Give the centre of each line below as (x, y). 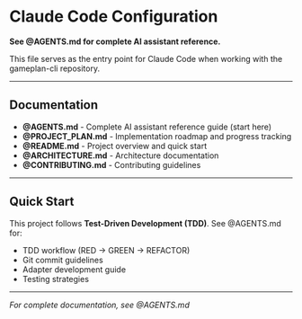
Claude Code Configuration (114, 17)
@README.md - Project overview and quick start (115, 146)
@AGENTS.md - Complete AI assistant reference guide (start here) (147, 127)
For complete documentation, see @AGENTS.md (100, 305)
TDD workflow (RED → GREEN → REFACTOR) (106, 250)
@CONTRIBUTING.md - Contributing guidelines (111, 164)
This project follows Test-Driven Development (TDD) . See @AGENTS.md (145, 223)
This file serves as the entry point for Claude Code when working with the (146, 58)
